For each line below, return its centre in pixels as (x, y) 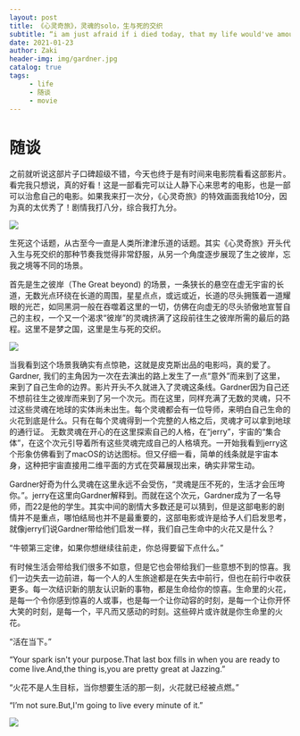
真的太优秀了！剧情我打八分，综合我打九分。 (99, 207)
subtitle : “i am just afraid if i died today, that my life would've (142, 34)
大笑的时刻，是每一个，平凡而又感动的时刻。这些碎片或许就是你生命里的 (142, 612)
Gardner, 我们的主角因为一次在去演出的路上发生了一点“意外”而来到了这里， (147, 376)
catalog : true (36, 68)
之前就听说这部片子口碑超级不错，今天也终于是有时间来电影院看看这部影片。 (150, 174)
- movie (43, 100)
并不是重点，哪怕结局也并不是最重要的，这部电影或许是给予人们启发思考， (154, 518)
